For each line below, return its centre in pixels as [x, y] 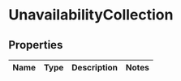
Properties [36, 45]
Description [95, 68]
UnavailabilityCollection [91, 15]
